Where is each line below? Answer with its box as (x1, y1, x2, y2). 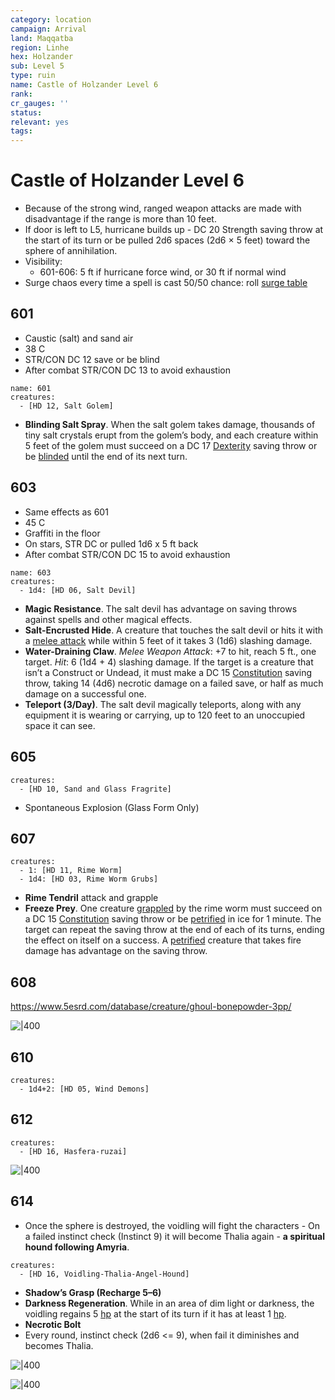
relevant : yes (10, 117, 70, 127)
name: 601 (10, 383, 52, 393)
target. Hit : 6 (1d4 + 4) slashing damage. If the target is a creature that (24, 656, 314, 668)
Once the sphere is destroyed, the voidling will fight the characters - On (24, 1219, 321, 1231)
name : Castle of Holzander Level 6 (10, 80, 159, 90)
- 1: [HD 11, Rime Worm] (19, 866, 123, 876)
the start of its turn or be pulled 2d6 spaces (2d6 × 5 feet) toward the (24, 234, 311, 246)
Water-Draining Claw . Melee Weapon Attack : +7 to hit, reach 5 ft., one (24, 645, 317, 657)
